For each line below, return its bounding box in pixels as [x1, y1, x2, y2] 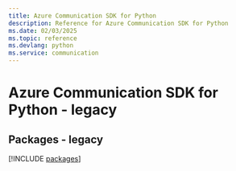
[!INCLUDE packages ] [8, 154, 81, 163]
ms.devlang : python [8, 42, 74, 50]
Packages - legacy [8, 132, 103, 146]
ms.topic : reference [8, 34, 78, 43]
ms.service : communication [8, 49, 99, 57]
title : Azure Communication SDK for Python [8, 11, 157, 20]
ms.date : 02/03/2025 [8, 26, 78, 35]
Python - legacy [8, 101, 118, 119]
